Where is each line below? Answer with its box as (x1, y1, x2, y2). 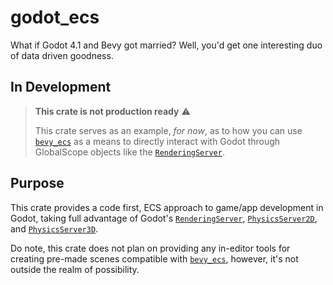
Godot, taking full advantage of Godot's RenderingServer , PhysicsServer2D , (10, 212, 318, 224)
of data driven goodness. (10, 49, 114, 61)
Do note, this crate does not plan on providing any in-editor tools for (10, 242, 291, 254)
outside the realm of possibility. (10, 263, 140, 275)
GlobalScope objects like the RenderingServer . (34, 146, 225, 158)
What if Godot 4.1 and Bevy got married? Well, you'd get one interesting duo (10, 39, 323, 51)
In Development (10, 79, 112, 96)
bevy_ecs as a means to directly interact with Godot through (34, 135, 281, 147)
